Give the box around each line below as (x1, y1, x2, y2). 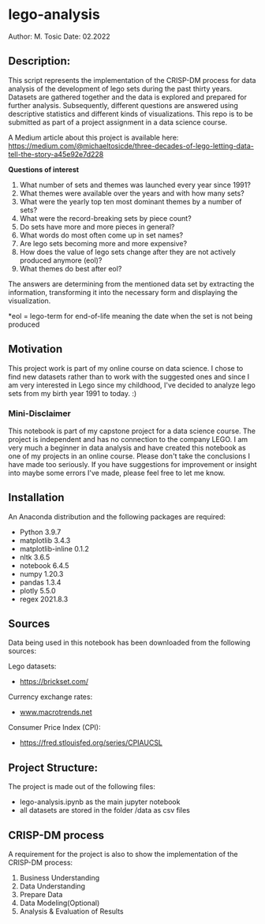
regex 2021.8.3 (19, 594, 69, 604)
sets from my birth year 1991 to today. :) (8, 388, 137, 398)
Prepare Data (19, 890, 63, 900)
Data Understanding (19, 881, 85, 891)
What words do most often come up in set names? (19, 230, 184, 240)
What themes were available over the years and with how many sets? (19, 188, 244, 198)
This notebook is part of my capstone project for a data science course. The (8, 426, 256, 436)
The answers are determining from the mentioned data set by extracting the (8, 279, 255, 289)
